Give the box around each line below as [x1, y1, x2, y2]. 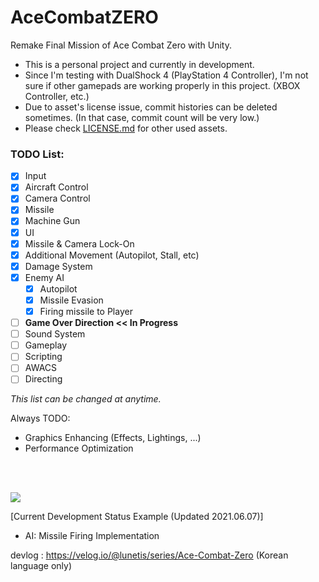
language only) [10, 560, 73, 572]
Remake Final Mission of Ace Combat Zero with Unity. [10, 39, 232, 51]
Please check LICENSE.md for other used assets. [24, 122, 228, 134]
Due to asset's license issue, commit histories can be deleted [24, 101, 278, 113]
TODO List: [10, 147, 65, 161]
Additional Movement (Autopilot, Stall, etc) [24, 249, 200, 261]
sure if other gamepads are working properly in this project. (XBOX [24, 79, 301, 91]
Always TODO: [10, 412, 71, 425]
